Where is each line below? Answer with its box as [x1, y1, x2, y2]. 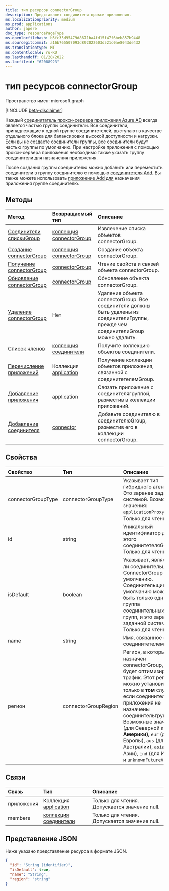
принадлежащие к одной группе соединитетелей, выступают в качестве [5, 128, 162, 134]
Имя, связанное [123, 634, 162, 641]
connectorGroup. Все [97, 296, 148, 303]
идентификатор [123, 529, 161, 536]
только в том [123, 686, 155, 693]
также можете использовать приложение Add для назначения [5, 175, 140, 181]
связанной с [97, 369, 128, 376]
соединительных [123, 607, 164, 614]
